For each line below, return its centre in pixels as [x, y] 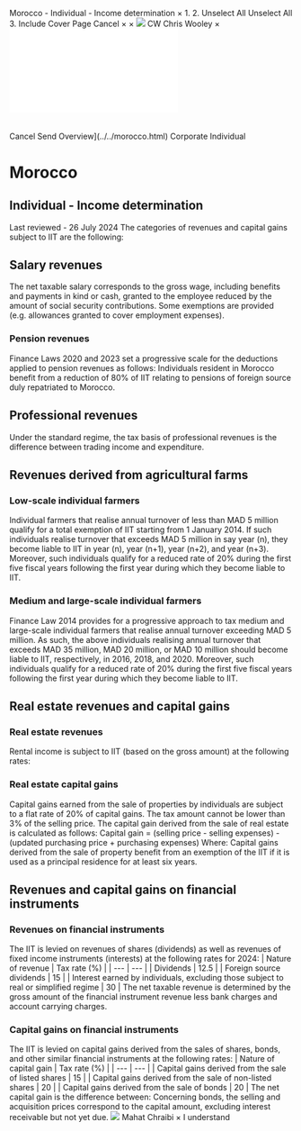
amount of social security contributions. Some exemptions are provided [142, 306]
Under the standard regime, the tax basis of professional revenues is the [143, 437]
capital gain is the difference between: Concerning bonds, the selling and [145, 1097]
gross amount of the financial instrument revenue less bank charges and [143, 997]
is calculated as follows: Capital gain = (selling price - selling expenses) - [145, 833]
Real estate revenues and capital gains [120, 706]
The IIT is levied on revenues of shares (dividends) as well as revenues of [145, 949]
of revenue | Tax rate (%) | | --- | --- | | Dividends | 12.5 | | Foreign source [145, 968]
